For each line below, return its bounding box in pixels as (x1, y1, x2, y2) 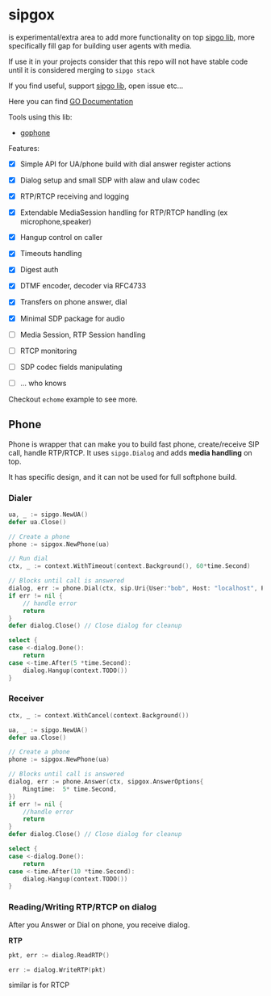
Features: (8, 143, 40, 153)
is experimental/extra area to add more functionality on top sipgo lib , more (8, 32, 256, 42)
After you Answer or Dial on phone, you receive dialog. (8, 919, 190, 930)
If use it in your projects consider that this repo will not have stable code (8, 57, 248, 66)
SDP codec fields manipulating (19, 362, 123, 372)
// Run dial (8, 555, 48, 563)
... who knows (19, 378, 67, 388)
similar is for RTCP (8, 980, 70, 990)
